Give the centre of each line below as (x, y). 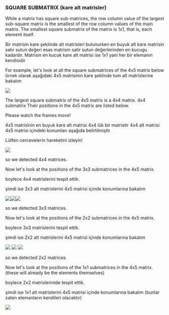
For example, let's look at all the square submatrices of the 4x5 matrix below (85, 70)
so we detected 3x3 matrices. (36, 208)
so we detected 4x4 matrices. (36, 160)
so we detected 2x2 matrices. (36, 258)
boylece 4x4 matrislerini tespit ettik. (42, 179)
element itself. (20, 35)
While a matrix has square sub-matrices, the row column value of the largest (85, 19)
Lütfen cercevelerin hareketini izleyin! (44, 140)
